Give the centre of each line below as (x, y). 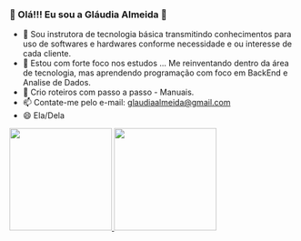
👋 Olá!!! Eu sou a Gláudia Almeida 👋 (88, 15)
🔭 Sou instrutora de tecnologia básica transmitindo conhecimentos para (157, 35)
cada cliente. (47, 54)
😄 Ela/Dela (44, 115)
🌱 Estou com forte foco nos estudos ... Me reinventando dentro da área (156, 64)
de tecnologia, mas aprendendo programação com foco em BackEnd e (155, 73)
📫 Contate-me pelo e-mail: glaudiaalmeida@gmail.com (126, 103)
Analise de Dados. (56, 83)
